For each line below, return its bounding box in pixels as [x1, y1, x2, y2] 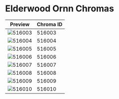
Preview [9, 21, 30, 28]
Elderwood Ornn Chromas [5, 3, 114, 14]
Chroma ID [37, 21, 63, 28]
